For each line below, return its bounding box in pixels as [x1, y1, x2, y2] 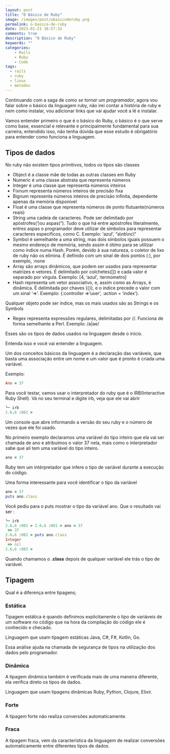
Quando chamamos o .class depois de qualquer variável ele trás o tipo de [5, 555, 160, 562]
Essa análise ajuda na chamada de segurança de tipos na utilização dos [5, 644, 156, 650]
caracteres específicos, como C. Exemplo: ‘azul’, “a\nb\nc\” [12, 231, 137, 237]
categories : [5, 45, 30, 50]
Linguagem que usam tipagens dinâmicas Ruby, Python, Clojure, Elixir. [5, 689, 152, 695]
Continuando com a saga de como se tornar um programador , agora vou [5, 97, 158, 103]
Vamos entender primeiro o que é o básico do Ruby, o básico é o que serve [5, 117, 163, 123]
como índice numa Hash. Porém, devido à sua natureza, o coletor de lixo [12, 247, 164, 253]
